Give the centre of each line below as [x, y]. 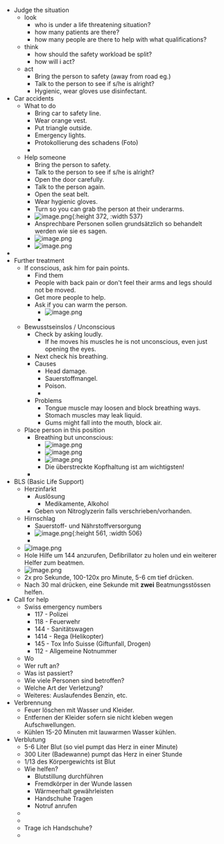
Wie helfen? [41, 769]
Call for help [31, 600]
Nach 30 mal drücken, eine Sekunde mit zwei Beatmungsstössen [118, 585]
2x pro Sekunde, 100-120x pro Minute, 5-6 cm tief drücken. [109, 577]
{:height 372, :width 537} [107, 216]
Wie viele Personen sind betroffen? [74, 680]
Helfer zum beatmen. [54, 562]
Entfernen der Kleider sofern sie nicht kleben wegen [98, 717]
